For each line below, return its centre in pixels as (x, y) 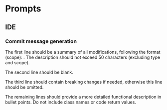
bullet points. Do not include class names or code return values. (71, 102)
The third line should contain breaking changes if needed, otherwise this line (84, 82)
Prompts (23, 9)
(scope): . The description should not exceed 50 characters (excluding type (83, 57)
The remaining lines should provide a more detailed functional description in (83, 97)
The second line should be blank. (39, 72)
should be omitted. (24, 87)
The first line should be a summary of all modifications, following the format (83, 52)
